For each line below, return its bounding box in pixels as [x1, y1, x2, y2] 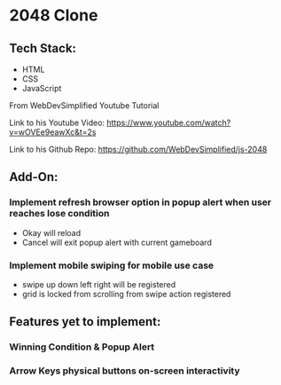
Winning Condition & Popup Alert [9, 341, 155, 353]
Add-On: [9, 169, 59, 185]
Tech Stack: [9, 41, 77, 56]
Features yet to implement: [9, 314, 161, 329]
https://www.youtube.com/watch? [105, 117, 231, 128]
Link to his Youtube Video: [9, 117, 105, 128]
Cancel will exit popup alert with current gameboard [21, 237, 213, 247]
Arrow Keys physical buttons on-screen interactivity [9, 365, 241, 377]
